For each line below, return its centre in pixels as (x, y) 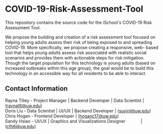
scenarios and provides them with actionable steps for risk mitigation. (75, 57)
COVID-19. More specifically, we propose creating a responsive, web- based (82, 47)
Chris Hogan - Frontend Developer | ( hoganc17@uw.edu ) (62, 116)
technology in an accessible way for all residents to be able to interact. (76, 73)
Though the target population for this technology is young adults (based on (80, 63)
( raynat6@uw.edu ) (24, 105)
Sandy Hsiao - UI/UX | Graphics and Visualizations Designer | (74, 121)
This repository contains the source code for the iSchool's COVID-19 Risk (79, 22)
